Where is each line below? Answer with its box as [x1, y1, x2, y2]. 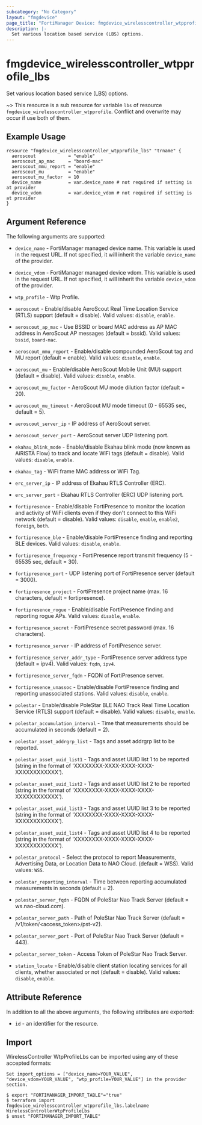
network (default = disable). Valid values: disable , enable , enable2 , [14, 516, 180, 523]
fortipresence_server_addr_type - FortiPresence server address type [14, 653, 188, 661]
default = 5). [14, 408, 46, 416]
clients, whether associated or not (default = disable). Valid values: [14, 968, 180, 976]
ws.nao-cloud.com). [14, 902, 66, 909]
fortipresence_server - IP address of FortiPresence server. [14, 642, 162, 649]
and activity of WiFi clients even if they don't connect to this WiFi [14, 509, 176, 516]
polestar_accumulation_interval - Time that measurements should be [14, 719, 189, 726]
